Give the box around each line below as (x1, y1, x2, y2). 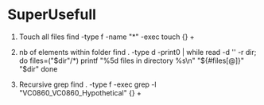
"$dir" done (18, 64, 58, 73)
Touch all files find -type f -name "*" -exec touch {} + (18, 32, 196, 41)
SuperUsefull (7, 6, 97, 24)
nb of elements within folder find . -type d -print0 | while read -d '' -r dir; (18, 47, 257, 56)
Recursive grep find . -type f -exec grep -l (18, 80, 157, 89)
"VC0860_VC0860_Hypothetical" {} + (18, 87, 142, 97)
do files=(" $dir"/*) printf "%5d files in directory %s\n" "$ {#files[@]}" (18, 56, 244, 65)
